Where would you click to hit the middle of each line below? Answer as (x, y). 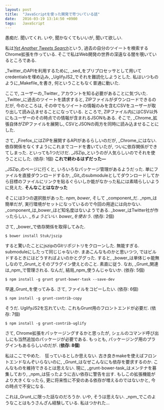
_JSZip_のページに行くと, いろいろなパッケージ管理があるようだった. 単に (80, 169)
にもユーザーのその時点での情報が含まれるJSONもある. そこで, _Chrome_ (79, 118)
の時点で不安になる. (25, 387)
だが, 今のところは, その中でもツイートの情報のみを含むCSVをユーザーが (78, 106)
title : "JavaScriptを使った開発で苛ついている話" (53, 14)
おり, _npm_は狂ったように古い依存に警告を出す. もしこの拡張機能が (87, 374)
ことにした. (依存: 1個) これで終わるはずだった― (58, 159)
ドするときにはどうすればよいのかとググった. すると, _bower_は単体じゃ (78, 258)
